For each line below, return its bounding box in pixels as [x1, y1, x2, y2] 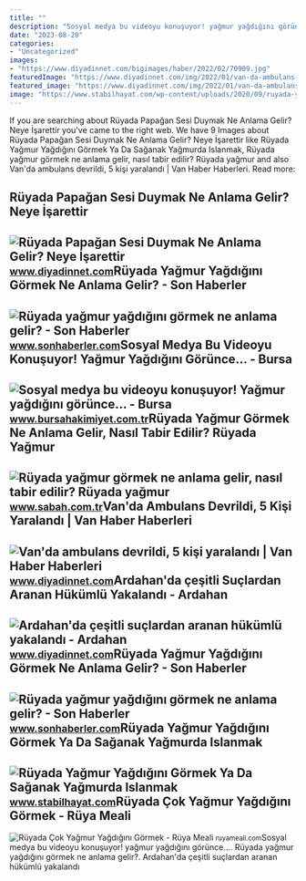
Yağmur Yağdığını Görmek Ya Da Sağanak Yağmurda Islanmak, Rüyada [9, 143, 275, 155]
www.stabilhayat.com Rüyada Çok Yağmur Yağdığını [9, 794, 291, 810]
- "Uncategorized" [9, 47, 79, 57]
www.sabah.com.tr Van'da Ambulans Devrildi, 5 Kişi [9, 499, 292, 514]
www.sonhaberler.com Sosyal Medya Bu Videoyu [9, 337, 272, 352]
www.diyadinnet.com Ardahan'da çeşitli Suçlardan [9, 572, 281, 588]
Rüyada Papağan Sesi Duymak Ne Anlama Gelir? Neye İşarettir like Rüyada [9, 134, 290, 145]
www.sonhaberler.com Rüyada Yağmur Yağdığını [9, 720, 270, 735]
